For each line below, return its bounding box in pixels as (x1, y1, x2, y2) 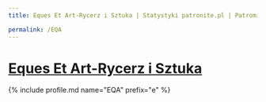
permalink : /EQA (8, 25, 62, 34)
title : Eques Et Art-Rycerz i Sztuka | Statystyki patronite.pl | (8, 11, 232, 20)
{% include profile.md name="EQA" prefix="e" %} (8, 86, 171, 95)
